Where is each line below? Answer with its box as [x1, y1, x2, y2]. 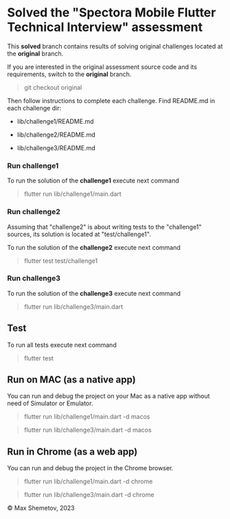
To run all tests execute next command [7, 341, 117, 349]
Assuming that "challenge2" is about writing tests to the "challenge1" [7, 222, 202, 231]
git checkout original [23, 83, 82, 91]
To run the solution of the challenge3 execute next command [7, 289, 181, 297]
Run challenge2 [7, 207, 60, 217]
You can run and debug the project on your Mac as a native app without [7, 392, 210, 400]
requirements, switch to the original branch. [7, 70, 132, 78]
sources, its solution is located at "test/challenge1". [7, 230, 151, 238]
